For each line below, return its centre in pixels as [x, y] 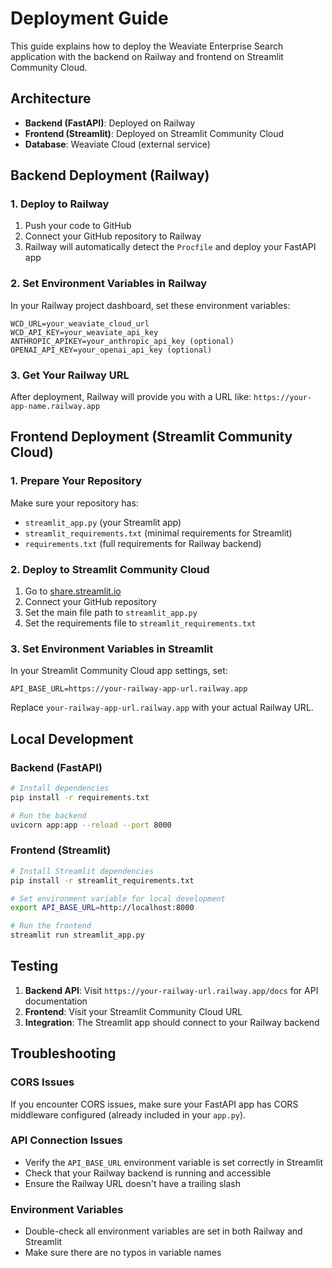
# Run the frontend [51, 926]
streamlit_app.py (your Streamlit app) [103, 522]
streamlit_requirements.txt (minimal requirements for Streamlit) [158, 533]
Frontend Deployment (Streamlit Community [151, 437]
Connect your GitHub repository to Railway [113, 236]
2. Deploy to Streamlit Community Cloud [110, 569]
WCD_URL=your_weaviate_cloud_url [80, 323]
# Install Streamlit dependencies [82, 871]
